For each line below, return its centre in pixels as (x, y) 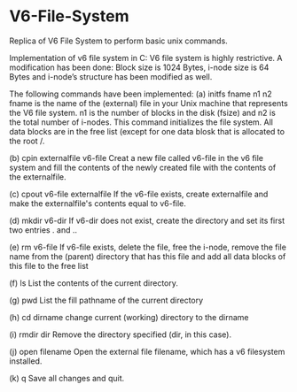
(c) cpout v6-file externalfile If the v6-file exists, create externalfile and (139, 194)
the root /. (27, 141)
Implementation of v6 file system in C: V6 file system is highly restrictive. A (146, 58)
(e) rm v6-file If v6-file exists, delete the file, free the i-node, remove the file (148, 247)
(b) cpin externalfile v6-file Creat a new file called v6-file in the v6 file (137, 158)
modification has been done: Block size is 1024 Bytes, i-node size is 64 (139, 67)
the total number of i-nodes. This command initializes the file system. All (141, 122)
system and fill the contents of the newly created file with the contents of (143, 167)
